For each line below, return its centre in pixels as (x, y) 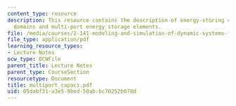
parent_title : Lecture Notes (50, 66)
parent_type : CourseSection (48, 72)
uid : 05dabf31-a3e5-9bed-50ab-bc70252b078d (72, 91)
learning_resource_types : (45, 46)
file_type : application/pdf (48, 40)
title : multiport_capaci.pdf (50, 85)
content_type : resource (42, 14)
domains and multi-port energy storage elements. (87, 26)
